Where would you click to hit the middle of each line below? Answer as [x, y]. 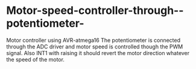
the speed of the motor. [36, 59]
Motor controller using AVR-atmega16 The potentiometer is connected [93, 40]
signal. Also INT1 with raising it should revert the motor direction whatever [98, 53]
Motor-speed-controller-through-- [95, 11]
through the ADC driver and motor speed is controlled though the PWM [95, 47]
